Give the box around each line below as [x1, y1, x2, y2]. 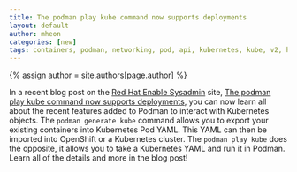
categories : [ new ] [9, 37, 77, 47]
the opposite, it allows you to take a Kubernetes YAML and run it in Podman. [9, 143, 286, 154]
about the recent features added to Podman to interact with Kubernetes [9, 106, 270, 116]
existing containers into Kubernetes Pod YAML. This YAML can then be [9, 124, 268, 135]
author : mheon [9, 29, 62, 38]
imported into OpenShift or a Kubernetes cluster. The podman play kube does [9, 134, 287, 145]
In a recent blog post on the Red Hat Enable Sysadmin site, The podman [9, 87, 271, 98]
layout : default [9, 21, 69, 30]
